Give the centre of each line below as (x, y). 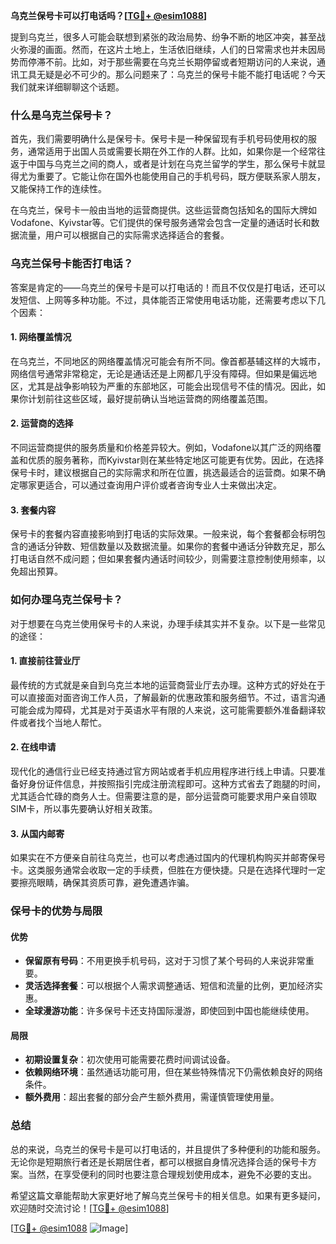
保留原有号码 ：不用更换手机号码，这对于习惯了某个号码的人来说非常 (165, 961)
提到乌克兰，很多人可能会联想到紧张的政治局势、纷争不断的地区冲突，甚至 (163, 37)
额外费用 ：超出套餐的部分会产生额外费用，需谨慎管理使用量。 (152, 1097)
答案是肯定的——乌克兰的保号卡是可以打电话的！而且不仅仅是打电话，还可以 (168, 287)
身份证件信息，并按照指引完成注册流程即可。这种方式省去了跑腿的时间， (176, 783)
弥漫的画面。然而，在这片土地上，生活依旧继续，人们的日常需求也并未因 (167, 49)
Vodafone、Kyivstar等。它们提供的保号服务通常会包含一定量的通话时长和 (161, 223)
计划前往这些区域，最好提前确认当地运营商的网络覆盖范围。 (150, 398)
